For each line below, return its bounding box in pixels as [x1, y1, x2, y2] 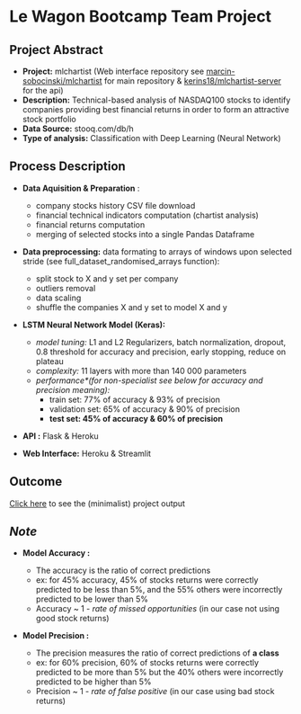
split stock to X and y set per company [35, 272, 179, 284]
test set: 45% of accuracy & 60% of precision [49, 413, 223, 424]
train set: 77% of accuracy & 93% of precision [49, 394, 221, 405]
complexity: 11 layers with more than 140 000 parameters [35, 365, 247, 376]
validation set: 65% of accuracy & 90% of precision [49, 403, 241, 415]
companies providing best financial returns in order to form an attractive [22, 104, 289, 114]
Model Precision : [22, 630, 90, 641]
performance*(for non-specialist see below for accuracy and [35, 375, 263, 386]
